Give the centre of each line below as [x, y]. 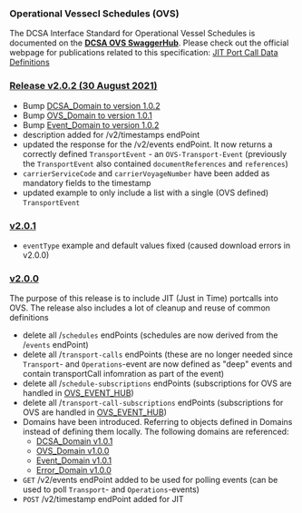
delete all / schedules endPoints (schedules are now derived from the [150, 335]
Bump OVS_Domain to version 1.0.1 [87, 115]
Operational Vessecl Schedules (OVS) [94, 14]
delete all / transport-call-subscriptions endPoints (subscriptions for [153, 403]
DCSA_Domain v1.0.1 [74, 441]
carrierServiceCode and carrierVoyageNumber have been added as [146, 173]
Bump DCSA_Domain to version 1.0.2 [91, 105]
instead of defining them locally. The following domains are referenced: [156, 432]
